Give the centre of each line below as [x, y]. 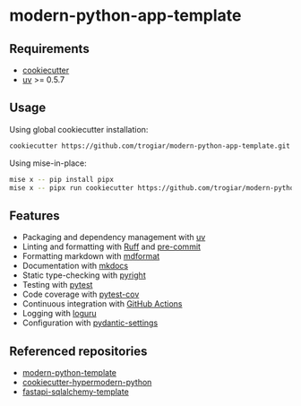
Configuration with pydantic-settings [90, 323]
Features [34, 216]
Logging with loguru [59, 314]
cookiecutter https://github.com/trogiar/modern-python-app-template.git [150, 146]
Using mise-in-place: [48, 163]
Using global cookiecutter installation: [79, 129]
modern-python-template [69, 373]
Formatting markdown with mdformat [91, 256]
